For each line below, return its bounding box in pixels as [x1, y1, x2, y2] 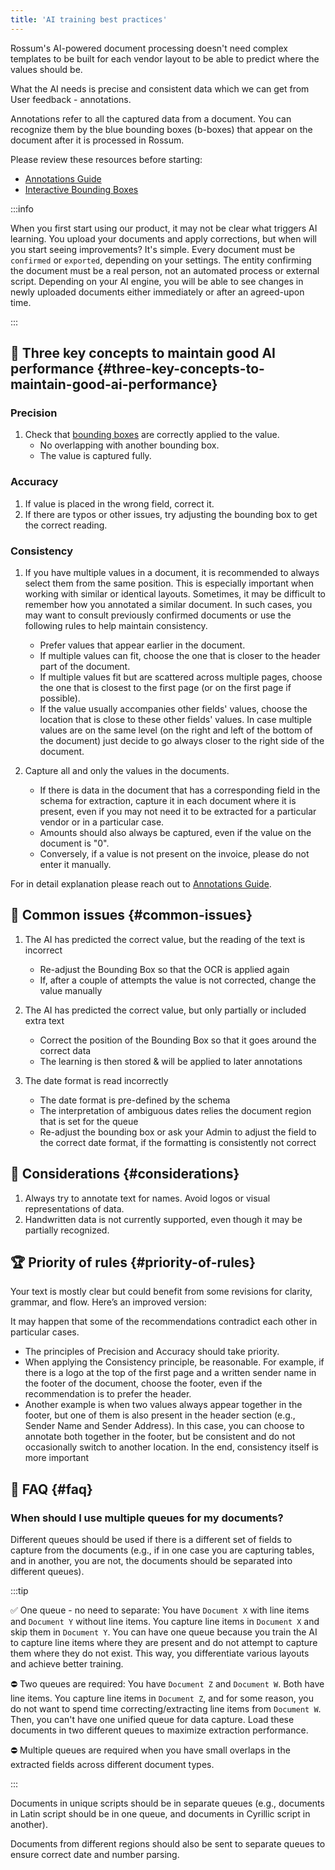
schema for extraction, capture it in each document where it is [39, 794, 297, 806]
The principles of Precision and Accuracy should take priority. [24, 1346, 280, 1358]
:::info [10, 202, 34, 215]
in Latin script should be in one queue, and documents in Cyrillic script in [10, 1808, 311, 1820]
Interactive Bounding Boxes [24, 183, 139, 195]
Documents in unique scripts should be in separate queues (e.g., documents [10, 1797, 325, 1810]
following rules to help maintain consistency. [24, 619, 208, 631]
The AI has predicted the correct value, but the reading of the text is [24, 933, 306, 945]
